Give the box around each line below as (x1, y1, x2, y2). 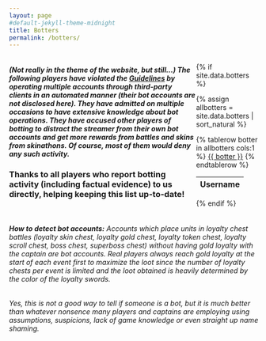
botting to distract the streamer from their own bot (9, 123, 179, 133)
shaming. (9, 324, 40, 333)
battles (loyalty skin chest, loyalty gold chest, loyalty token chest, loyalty (9, 232, 247, 241)
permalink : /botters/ (9, 33, 81, 42)
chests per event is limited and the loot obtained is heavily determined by (9, 266, 249, 275)
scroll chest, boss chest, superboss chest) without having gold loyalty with (9, 241, 253, 250)
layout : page (9, 11, 52, 20)
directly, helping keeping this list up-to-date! (9, 189, 185, 200)
